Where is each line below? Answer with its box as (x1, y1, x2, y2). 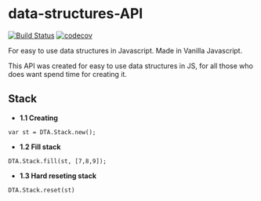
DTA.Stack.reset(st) (8, 186, 76, 194)
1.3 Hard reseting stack (19, 170, 96, 181)
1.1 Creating (19, 113, 59, 122)
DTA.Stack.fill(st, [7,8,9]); (8, 157, 107, 165)
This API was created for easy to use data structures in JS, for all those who (8, 60, 253, 71)
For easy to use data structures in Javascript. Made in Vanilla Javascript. (8, 46, 243, 55)
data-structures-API (8, 5, 143, 23)
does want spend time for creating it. (8, 69, 128, 79)
